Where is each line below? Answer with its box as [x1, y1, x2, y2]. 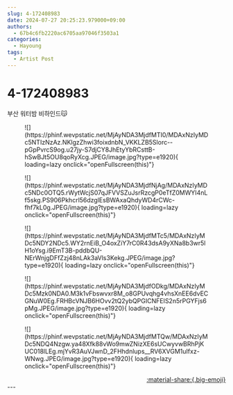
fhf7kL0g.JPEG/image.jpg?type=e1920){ [24, 203, 140, 211]
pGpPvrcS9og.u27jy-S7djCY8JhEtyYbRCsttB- [24, 145, 155, 154]
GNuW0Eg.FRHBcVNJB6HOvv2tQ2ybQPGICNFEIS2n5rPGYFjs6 [24, 296, 207, 305]
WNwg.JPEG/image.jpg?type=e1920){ [24, 354, 134, 362]
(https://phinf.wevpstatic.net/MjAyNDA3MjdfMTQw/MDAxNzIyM [24, 332, 208, 341]
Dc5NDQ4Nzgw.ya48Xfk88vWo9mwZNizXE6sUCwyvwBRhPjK [24, 339, 205, 348]
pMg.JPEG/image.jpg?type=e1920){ [24, 304, 127, 312]
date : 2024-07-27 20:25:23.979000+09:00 [7, 17, 126, 24]
